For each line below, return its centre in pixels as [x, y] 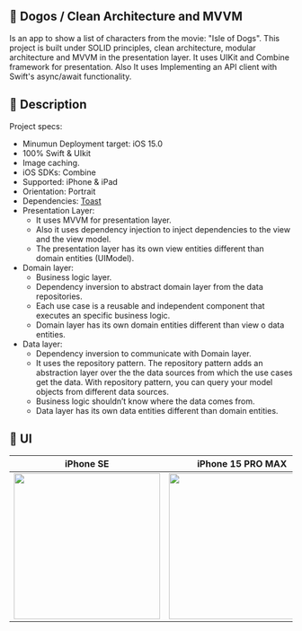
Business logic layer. [74, 277]
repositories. [59, 296]
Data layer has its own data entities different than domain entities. [157, 410]
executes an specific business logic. [103, 315]
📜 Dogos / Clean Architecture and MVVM [126, 17]
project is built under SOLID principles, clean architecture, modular [133, 48]
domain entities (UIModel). [85, 258]
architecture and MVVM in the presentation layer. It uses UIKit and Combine [150, 57]
